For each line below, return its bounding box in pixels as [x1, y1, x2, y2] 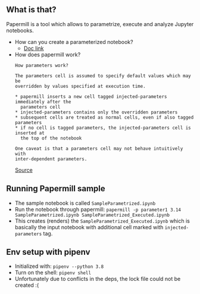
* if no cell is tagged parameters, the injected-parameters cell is [14, 125, 192, 131]
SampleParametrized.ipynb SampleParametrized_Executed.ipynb [14, 212, 170, 218]
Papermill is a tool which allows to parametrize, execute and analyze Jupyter [6, 20, 194, 27]
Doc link [23, 45, 44, 52]
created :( [14, 282, 39, 289]
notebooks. [6, 27, 34, 34]
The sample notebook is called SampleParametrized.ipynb [14, 199, 156, 207]
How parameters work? [14, 62, 68, 68]
